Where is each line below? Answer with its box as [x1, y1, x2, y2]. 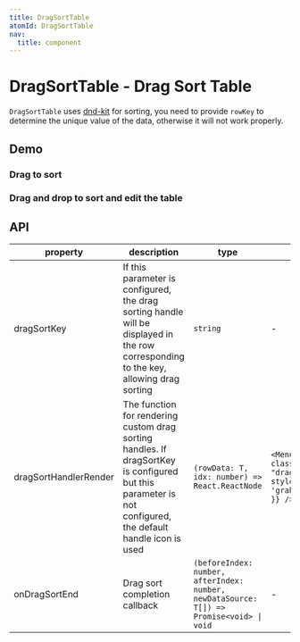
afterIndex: [193, 576, 244, 586]
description [129, 246, 179, 259]
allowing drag [122, 372, 180, 385]
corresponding [122, 350, 185, 363]
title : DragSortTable [9, 13, 90, 22]
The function [122, 398, 177, 411]
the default [122, 521, 169, 534]
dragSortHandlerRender [13, 471, 114, 483]
